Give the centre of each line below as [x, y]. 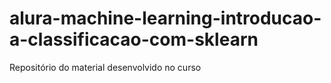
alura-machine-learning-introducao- [165, 18]
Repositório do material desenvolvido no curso [105, 67]
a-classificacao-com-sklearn [134, 39]
